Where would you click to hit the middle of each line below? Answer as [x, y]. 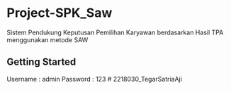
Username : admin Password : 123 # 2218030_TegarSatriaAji [94, 79]
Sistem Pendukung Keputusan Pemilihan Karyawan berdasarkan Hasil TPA [115, 32]
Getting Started [41, 62]
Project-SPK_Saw [60, 13]
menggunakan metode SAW [47, 39]
